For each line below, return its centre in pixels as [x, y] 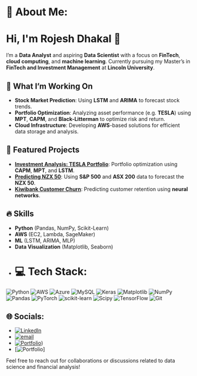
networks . [27, 195]
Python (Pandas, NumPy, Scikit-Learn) [62, 228]
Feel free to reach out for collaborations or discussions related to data [91, 361]
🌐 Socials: [25, 316]
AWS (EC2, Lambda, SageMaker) [55, 234]
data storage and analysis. [46, 131]
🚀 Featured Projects [43, 150]
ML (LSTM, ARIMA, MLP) [45, 240]
